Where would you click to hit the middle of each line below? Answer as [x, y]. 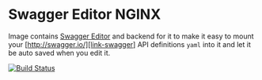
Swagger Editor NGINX [85, 15]
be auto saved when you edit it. [59, 53]
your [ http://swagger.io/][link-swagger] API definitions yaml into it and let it [129, 44]
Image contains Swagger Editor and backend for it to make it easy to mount [131, 36]
